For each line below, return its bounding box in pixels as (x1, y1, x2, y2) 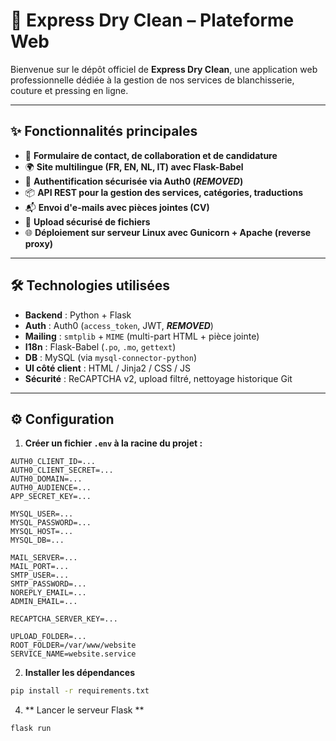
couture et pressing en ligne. (10, 84, 129, 96)
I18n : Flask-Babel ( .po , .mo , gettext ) (24, 340, 177, 353)
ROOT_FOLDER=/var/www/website (10, 640, 137, 651)
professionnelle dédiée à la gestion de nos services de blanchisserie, (10, 74, 295, 86)
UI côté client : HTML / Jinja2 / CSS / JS (24, 362, 192, 374)
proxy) (24, 237, 54, 249)
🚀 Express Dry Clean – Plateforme (10, 9, 295, 32)
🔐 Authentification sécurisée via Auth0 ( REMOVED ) (24, 175, 244, 187)
